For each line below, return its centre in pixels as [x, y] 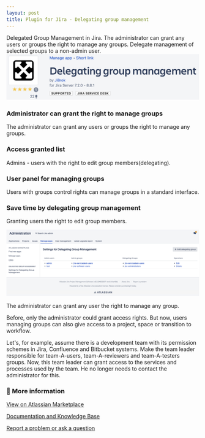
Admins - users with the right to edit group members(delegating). [89, 163]
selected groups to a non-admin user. [54, 51]
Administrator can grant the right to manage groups [85, 113]
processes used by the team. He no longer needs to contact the [87, 369]
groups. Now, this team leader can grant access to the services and [91, 363]
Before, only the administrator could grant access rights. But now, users [97, 318]
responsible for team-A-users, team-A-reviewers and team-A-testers [93, 356]
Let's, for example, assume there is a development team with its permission [102, 343]
